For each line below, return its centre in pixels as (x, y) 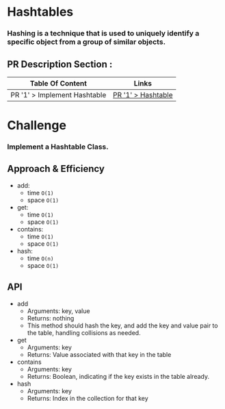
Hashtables (40, 12)
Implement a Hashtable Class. (58, 147)
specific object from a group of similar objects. (87, 42)
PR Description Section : (60, 64)
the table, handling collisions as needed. (84, 332)
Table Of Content (58, 83)
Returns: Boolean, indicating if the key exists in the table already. (118, 376)
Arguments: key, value (58, 311)
